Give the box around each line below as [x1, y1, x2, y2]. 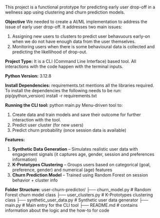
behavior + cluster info [12, 178, 58, 183]
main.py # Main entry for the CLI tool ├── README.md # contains [5, 202, 138, 208]
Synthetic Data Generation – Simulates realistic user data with [12, 146, 138, 152]
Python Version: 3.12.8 [5, 73, 52, 79]
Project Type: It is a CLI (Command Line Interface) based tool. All [5, 59, 137, 64]
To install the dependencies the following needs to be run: [5, 88, 122, 93]
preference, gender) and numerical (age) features [12, 167, 112, 173]
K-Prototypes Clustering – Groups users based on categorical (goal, [12, 162, 151, 167]
